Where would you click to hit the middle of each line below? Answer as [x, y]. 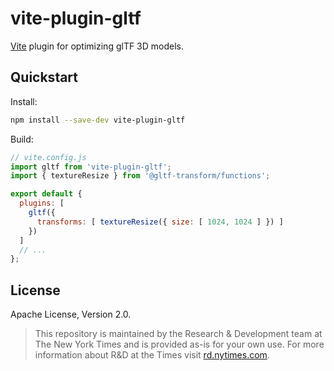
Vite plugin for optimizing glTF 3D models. [97, 46]
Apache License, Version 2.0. [71, 314]
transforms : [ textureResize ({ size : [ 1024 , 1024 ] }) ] [160, 222]
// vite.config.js [48, 157]
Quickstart [44, 77]
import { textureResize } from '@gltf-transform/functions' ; [140, 176]
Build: [22, 139]
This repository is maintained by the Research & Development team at [178, 334]
